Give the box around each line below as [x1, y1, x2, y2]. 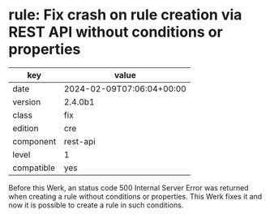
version [12, 96, 41, 107]
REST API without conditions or [8, 23, 223, 41]
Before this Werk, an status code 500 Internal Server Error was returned [8, 182, 249, 192]
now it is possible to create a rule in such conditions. [8, 200, 184, 210]
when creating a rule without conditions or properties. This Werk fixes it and [8, 191, 263, 201]
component [12, 135, 57, 147]
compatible [12, 162, 55, 173]
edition [12, 122, 39, 134]
